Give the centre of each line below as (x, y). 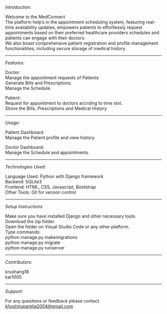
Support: (14, 291)
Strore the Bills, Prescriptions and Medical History (56, 108)
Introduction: (18, 7)
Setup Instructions (24, 206)
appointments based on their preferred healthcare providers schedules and (82, 33)
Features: (15, 63)
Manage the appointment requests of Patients (52, 78)
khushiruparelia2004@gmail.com (39, 306)
